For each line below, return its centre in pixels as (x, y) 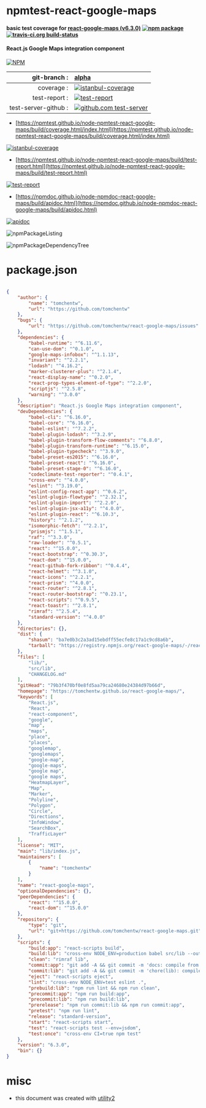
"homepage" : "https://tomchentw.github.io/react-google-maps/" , (101, 691)
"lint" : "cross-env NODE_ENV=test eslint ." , (88, 982)
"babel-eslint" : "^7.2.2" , (63, 428)
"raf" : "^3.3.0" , (50, 537)
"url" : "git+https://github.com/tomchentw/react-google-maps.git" (115, 931)
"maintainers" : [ (40, 857)
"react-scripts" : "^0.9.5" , (64, 600)
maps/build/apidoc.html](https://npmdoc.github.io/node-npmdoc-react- (106, 203)
